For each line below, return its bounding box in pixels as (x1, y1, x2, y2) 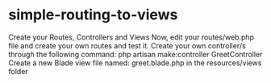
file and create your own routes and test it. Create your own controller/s (8, 40, 246, 50)
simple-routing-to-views (8, 6, 178, 24)
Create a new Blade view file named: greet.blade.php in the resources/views (8, 58, 262, 68)
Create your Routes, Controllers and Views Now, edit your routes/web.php (8, 32, 255, 42)
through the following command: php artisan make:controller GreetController (8, 49, 263, 59)
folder (8, 66, 28, 76)
